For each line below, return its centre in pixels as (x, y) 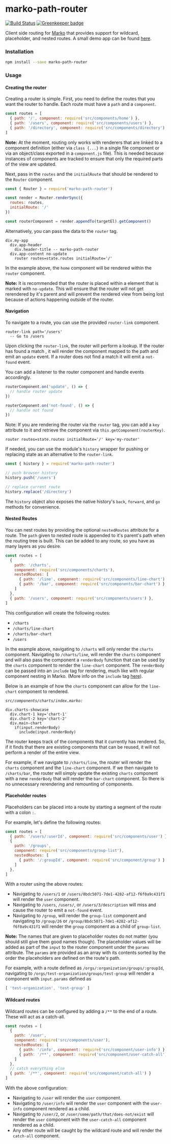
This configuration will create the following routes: (58, 613)
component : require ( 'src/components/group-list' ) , (69, 851)
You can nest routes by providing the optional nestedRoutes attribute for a (82, 530)
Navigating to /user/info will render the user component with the (81, 1103)
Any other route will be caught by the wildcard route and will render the (87, 1130)
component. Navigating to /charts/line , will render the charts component (83, 654)
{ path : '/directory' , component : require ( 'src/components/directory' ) (88, 128)
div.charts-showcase (27, 710)
